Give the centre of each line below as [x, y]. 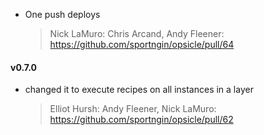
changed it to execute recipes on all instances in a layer [139, 90]
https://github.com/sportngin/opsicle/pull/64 [142, 44]
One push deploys [62, 14]
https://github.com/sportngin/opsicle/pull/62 [141, 120]
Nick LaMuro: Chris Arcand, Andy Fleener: [137, 33]
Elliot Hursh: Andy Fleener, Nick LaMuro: [133, 109]
